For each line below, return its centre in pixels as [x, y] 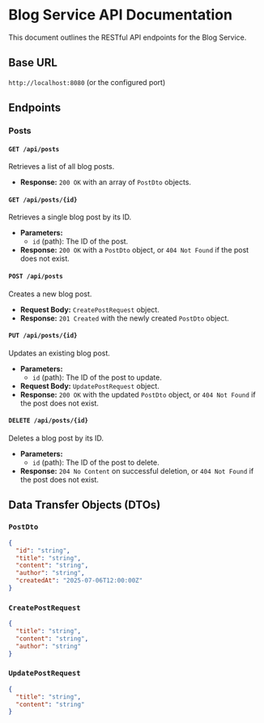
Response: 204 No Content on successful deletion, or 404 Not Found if [137, 471]
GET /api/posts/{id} [43, 200]
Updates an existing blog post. [60, 353]
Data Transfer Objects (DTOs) [85, 505]
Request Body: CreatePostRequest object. [89, 309]
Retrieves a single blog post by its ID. [70, 217]
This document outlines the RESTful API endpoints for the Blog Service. [128, 37]
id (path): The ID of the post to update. [97, 377]
